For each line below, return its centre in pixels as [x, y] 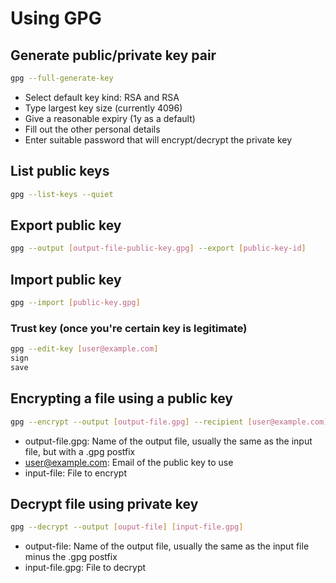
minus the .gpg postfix [71, 557]
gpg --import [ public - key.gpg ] [75, 303]
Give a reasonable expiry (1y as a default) [110, 118]
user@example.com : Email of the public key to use [129, 462]
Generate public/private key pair [113, 55]
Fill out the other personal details [92, 129]
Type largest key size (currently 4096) [103, 108]
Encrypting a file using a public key [121, 398]
